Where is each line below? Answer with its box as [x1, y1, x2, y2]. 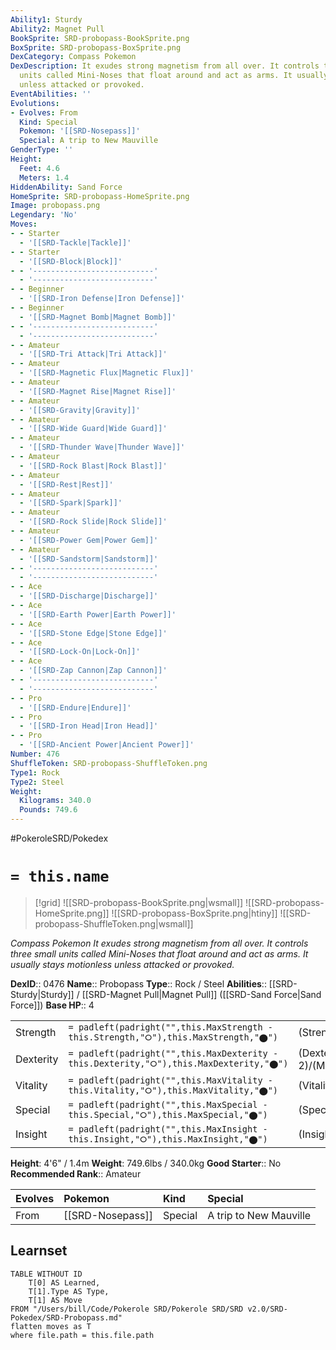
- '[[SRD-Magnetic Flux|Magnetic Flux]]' [19, 368, 195, 378]
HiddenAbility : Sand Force [10, 182, 123, 192]
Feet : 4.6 [19, 163, 60, 173]
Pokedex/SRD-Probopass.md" [10, 1312, 123, 1323]
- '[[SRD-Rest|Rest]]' [19, 479, 114, 490]
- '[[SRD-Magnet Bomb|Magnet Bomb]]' [19, 312, 177, 322]
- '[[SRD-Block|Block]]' [19, 256, 123, 266]
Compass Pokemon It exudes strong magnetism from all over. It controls [10, 937, 309, 949]
